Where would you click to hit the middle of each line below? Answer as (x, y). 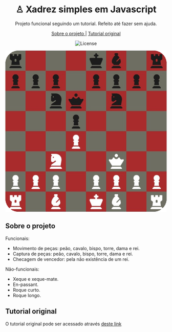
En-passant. (26, 284)
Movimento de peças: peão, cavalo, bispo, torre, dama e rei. (76, 248)
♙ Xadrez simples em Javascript (86, 9)
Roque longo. (27, 295)
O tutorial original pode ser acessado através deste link (63, 324)
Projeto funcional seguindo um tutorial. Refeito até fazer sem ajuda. (86, 24)
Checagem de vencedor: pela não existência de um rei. (71, 259)
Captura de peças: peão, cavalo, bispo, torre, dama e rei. (73, 254)
